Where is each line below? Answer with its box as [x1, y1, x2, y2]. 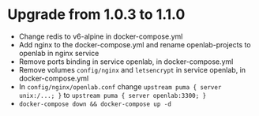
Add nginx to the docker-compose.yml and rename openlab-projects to [18, 39, 251, 49]
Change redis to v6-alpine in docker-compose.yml [18, 32, 183, 41]
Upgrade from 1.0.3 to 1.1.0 [7, 6, 186, 24]
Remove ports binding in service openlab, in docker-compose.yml [18, 57, 234, 66]
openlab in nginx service [18, 48, 99, 58]
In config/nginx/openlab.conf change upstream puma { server [18, 81, 222, 92]
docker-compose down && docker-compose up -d [18, 100, 171, 108]
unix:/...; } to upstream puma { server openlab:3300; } [18, 90, 207, 99]
